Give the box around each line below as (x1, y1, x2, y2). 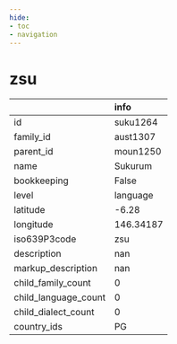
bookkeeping (13, 174, 69, 187)
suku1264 (114, 116, 158, 128)
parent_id (13, 146, 54, 158)
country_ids (13, 321, 63, 333)
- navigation (9, 30, 58, 39)
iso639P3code (13, 233, 77, 245)
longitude (13, 218, 54, 231)
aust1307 (114, 131, 156, 144)
